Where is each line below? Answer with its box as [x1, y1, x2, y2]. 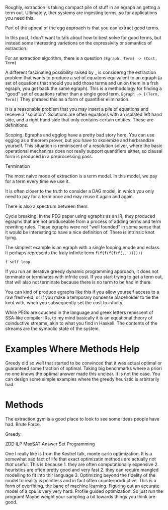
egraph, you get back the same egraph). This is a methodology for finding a [5, 85, 162, 91]
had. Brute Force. [5, 421, 41, 427]
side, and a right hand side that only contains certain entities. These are [5, 117, 154, 123]
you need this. [5, 15, 35, 21]
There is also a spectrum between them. [5, 203, 89, 209]
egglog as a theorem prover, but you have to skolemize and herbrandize [5, 137, 154, 143]
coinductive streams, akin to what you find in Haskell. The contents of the [5, 320, 157, 326]
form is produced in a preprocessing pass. [5, 154, 93, 159]
